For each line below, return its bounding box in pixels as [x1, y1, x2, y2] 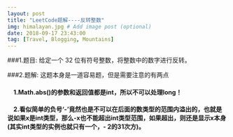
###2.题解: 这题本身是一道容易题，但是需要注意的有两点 [7, 71, 169, 79]
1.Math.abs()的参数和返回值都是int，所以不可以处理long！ [13, 88, 183, 96]
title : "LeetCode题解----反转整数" [7, 17, 105, 24]
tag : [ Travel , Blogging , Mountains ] [7, 36, 114, 43]
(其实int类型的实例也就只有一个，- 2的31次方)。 [7, 122, 145, 131]
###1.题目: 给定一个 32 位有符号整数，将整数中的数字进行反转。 [7, 56, 191, 65]
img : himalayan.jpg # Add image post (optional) [7, 23, 152, 30]
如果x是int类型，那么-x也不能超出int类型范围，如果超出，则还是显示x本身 [13, 114, 227, 122]
